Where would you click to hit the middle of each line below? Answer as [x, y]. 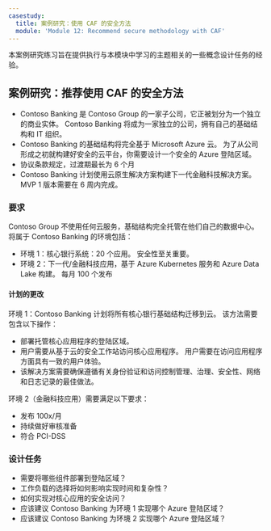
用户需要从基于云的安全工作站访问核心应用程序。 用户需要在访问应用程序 [141, 351]
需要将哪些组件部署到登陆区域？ [73, 478]
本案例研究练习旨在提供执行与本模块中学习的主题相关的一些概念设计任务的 [132, 55]
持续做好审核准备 [48, 426]
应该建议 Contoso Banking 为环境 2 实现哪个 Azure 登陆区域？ [123, 518]
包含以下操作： [33, 323]
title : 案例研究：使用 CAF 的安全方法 [73, 23]
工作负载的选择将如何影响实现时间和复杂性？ [94, 488]
